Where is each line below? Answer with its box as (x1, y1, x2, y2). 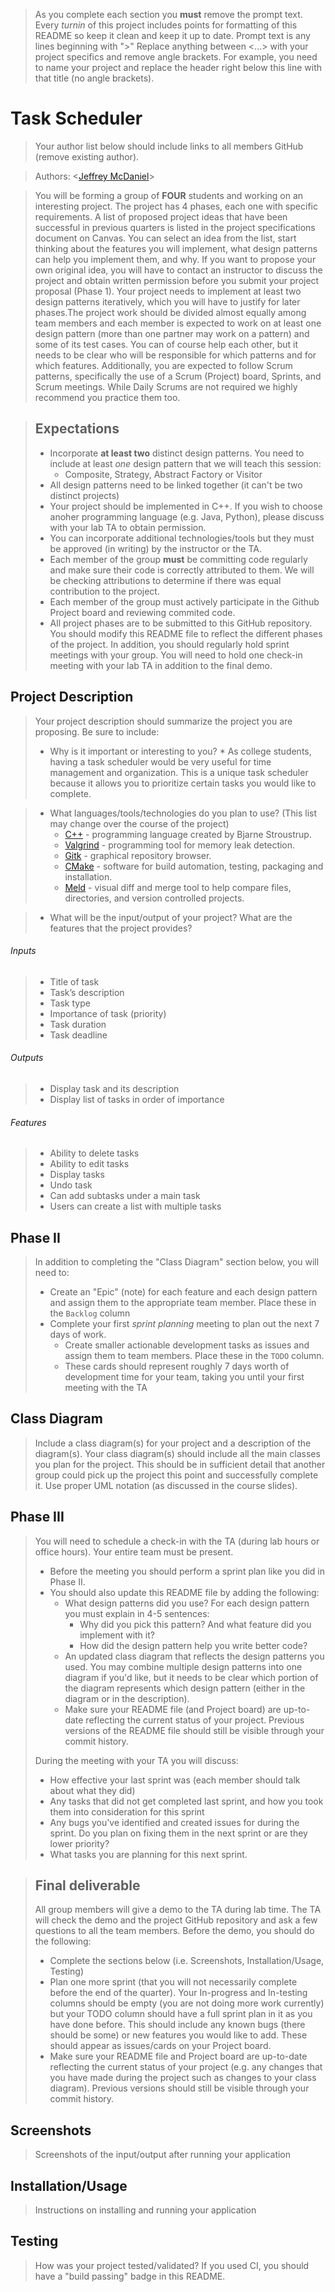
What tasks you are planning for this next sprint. (49, 1848, 248, 1860)
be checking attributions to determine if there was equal (49, 574, 282, 586)
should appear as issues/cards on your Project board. (49, 2040, 272, 2052)
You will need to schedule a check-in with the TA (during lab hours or (34, 1535, 320, 1547)
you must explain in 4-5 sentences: (64, 1607, 210, 1619)
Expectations (34, 420, 120, 438)
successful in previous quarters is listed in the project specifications (34, 221, 316, 233)
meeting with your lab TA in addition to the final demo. (49, 659, 273, 671)
